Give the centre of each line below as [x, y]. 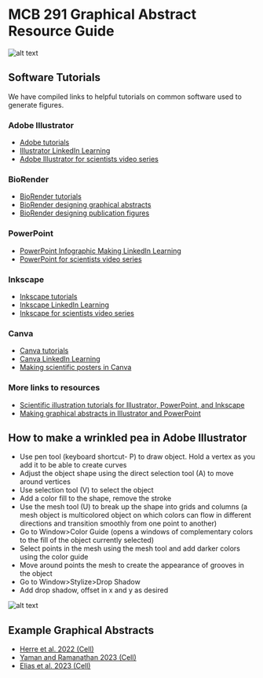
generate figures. [36, 104]
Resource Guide [61, 31]
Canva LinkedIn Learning [60, 359]
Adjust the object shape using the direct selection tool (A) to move [126, 474]
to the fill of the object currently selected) [87, 541]
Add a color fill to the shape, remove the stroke [95, 498]
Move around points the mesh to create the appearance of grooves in [132, 565]
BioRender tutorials [51, 196]
